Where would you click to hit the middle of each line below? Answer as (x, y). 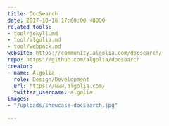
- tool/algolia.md (34, 40)
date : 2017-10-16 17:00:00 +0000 (56, 20)
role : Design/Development (52, 79)
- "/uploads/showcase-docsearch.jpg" (63, 106)
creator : (20, 66)
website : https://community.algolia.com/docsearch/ (84, 53)
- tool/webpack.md (34, 46)
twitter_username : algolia (53, 92)
